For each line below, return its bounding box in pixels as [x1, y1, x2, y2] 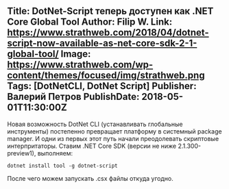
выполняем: [37, 149, 73, 157]
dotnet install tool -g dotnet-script [7, 162, 118, 169]
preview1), [7, 149, 36, 157]
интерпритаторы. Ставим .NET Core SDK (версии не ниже [7, 142, 177, 150]
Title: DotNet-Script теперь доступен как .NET [7, 5, 214, 17]
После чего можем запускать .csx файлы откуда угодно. [7, 174, 173, 182]
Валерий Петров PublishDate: [7, 91, 140, 103]
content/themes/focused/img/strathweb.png [7, 70, 205, 81]
